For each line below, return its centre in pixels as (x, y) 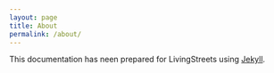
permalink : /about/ (46, 34)
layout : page (33, 17)
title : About (33, 26)
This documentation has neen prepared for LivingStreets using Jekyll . (137, 60)
